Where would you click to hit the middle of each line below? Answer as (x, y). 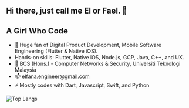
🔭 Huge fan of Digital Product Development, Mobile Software (88, 45)
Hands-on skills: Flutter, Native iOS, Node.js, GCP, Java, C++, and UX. (99, 58)
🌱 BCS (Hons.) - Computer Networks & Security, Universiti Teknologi (97, 64)
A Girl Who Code (37, 31)
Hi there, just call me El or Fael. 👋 (67, 11)
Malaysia (25, 70)
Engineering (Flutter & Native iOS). (56, 51)
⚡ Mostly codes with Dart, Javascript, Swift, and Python (82, 85)
